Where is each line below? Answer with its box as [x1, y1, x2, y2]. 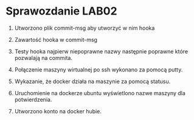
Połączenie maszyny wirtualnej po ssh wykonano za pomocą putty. [14, 65, 183, 73]
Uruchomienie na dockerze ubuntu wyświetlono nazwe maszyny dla [14, 89, 186, 96]
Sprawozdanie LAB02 [5, 4, 117, 18]
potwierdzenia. [14, 96, 52, 103]
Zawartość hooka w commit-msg [14, 36, 98, 43]
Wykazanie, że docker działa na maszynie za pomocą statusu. [14, 78, 171, 85]
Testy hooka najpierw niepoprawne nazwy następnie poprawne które [14, 47, 189, 55]
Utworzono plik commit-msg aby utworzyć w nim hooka [14, 24, 155, 32]
